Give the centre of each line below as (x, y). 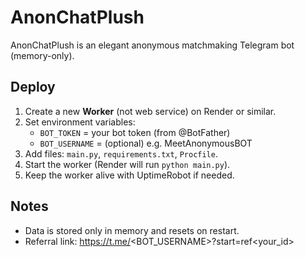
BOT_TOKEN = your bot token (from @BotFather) (135, 132)
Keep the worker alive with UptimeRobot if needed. (129, 175)
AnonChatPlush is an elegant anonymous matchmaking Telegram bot (152, 45)
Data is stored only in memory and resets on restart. (132, 230)
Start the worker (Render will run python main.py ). (127, 164)
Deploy (33, 87)
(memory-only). (42, 55)
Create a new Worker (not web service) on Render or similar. (150, 111)
